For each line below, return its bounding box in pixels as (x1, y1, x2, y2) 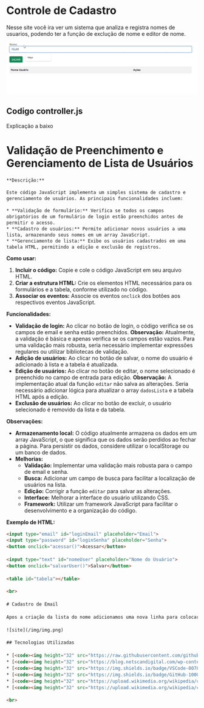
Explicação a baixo (6, 122, 53, 129)
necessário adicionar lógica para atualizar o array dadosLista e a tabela (15, 386, 194, 394)
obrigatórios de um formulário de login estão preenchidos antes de (6, 214, 183, 220)
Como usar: (6, 254, 36, 261)
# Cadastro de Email (6, 601, 59, 607)
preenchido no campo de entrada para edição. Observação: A (15, 374, 172, 381)
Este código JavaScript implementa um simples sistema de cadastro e (6, 189, 186, 195)
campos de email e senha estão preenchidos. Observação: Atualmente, (15, 328, 195, 335)
